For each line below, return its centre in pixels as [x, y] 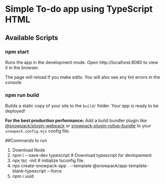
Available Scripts [32, 38]
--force [54, 171]
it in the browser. [22, 67]
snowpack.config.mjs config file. [37, 131]
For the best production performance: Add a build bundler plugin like [76, 121]
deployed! [15, 111]
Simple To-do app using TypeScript [79, 9]
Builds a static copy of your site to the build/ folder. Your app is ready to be [82, 106]
